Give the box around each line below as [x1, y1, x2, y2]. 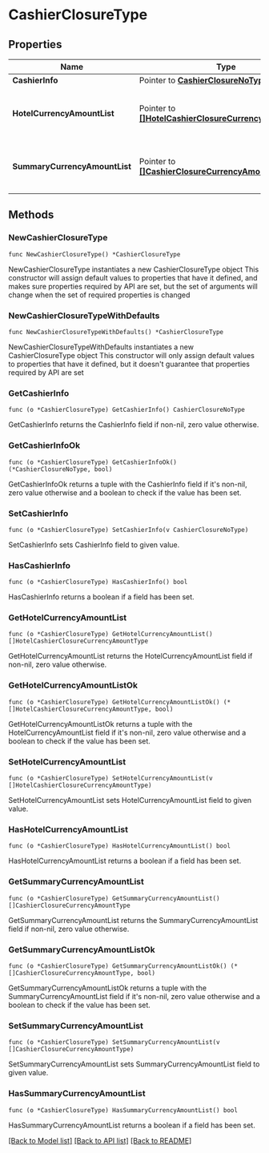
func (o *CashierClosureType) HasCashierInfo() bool [8, 579, 188, 587]
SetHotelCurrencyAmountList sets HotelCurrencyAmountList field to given [8, 796, 252, 805]
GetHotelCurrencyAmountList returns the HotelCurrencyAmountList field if [8, 651, 253, 661]
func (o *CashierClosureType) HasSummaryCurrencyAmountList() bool [8, 1106, 239, 1115]
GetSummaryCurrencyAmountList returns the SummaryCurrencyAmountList [8, 915, 259, 925]
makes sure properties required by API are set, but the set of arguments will [8, 281, 258, 291]
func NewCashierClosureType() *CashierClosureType [8, 250, 181, 258]
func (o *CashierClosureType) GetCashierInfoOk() [8, 458, 178, 466]
